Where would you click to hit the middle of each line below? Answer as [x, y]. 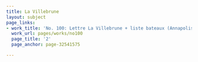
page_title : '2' [31, 39]
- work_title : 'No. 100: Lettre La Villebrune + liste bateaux [85, 28]
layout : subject [26, 17]
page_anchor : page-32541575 [46, 45]
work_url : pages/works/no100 [47, 34]
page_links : [21, 22]
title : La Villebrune [33, 12]
